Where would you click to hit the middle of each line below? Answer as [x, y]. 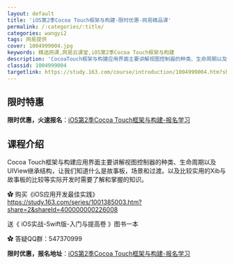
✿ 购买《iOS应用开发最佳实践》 [53, 194]
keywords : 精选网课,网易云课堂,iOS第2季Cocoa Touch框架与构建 [91, 53]
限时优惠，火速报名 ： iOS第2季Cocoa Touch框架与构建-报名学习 [99, 120]
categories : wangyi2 [37, 33]
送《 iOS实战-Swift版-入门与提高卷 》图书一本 [73, 224]
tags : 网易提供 [27, 40]
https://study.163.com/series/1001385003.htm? [75, 202]
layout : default [31, 14]
